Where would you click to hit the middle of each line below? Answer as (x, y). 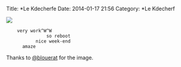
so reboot (58, 36)
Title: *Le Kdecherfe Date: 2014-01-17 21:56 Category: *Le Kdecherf (90, 9)
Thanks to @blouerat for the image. (50, 57)
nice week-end (53, 41)
